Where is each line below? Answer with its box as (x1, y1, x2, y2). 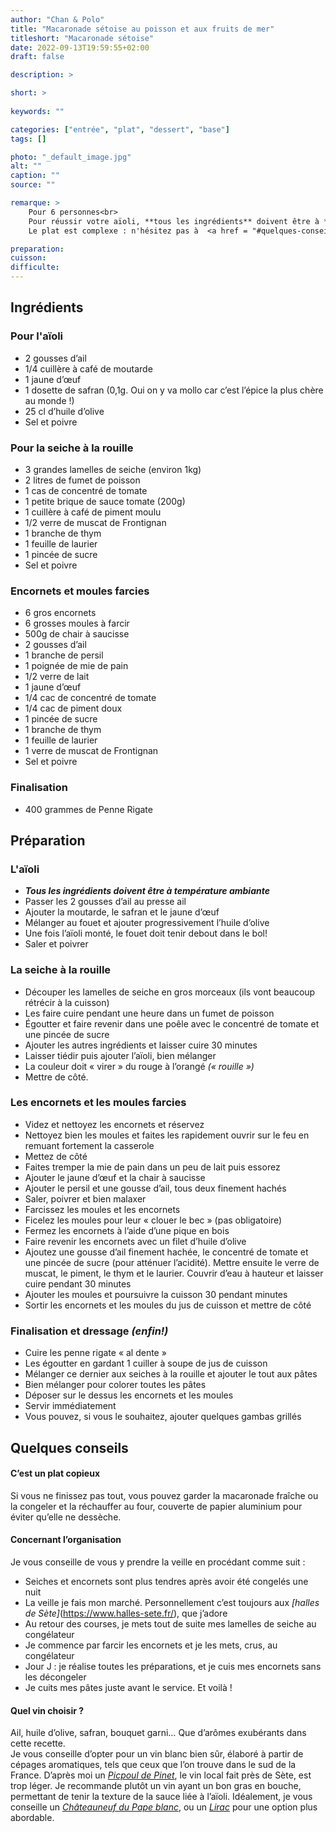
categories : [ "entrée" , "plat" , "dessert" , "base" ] (10, 124, 230, 135)
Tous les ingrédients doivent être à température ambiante (24, 885, 270, 897)
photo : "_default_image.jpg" (10, 152, 132, 162)
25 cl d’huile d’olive (24, 405, 105, 417)
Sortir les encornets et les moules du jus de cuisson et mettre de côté (24, 1299, 312, 1311)
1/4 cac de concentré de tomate (24, 692, 157, 704)
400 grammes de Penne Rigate (24, 803, 153, 815)
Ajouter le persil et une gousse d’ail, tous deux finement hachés (24, 1182, 287, 1194)
